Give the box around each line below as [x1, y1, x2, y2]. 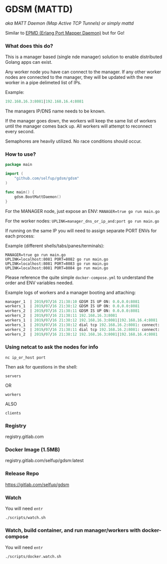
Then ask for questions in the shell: [5, 364, 77, 370]
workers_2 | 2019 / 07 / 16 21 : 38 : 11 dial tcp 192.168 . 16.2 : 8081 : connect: [5, 327, 160, 332]
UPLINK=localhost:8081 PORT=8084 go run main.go [5, 265, 108, 271]
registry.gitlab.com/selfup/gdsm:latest [5, 458, 84, 464]
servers [5, 373, 21, 379]
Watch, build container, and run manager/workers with [5, 526, 141, 533]
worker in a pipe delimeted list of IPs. [5, 79, 81, 86]
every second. [5, 129, 35, 135]
